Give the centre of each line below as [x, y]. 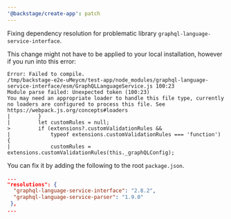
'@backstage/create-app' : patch [54, 13]
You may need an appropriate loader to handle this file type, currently [116, 98]
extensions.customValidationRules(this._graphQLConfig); [91, 153]
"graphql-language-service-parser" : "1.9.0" [78, 198]
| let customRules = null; [58, 122]
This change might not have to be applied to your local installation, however [115, 54]
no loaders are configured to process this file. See [86, 104]
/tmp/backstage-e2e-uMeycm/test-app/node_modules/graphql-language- [108, 80]
